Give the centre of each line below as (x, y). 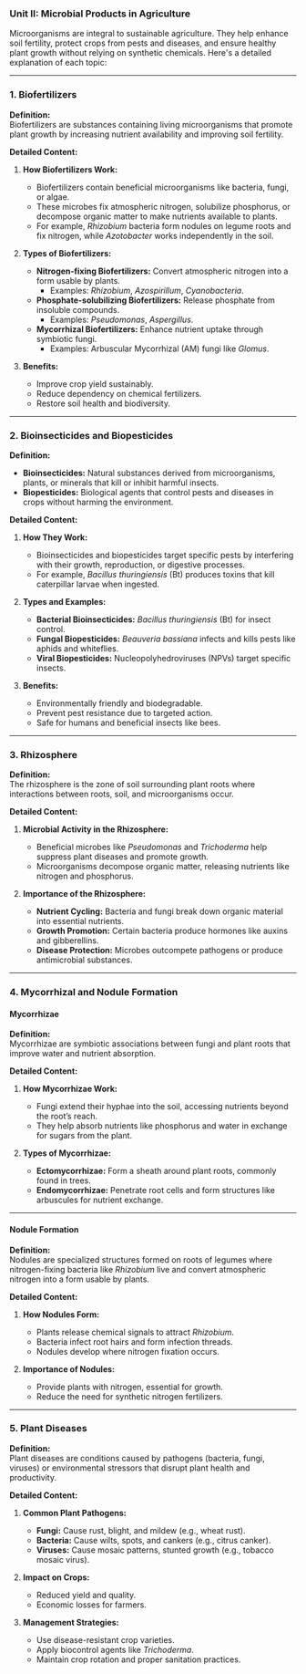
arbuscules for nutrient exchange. (100, 1200)
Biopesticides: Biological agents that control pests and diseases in (148, 492)
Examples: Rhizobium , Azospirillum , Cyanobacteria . (147, 290)
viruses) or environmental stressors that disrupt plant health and (130, 1468)
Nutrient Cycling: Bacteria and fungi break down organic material (160, 911)
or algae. (53, 197)
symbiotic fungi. (66, 338)
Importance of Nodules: (69, 1369)
